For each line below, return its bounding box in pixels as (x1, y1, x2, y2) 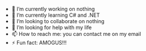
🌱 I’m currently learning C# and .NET (11, 12, 100, 19)
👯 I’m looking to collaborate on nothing (11, 18, 105, 24)
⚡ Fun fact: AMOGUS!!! (11, 39, 67, 46)
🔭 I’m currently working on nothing (11, 6, 95, 12)
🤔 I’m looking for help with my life (11, 24, 92, 31)
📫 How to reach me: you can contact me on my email (11, 31, 141, 37)
